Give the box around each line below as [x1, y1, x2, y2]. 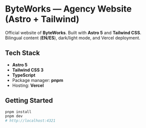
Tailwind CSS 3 [12, 67, 44, 73]
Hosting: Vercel [12, 82, 44, 88]
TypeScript [12, 72, 36, 78]
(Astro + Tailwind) [5, 14, 80, 25]
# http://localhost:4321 [5, 118, 56, 123]
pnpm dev [5, 114, 23, 119]
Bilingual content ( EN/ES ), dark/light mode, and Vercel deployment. [5, 35, 141, 41]
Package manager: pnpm [12, 77, 63, 83]
